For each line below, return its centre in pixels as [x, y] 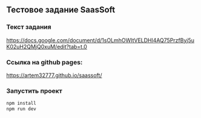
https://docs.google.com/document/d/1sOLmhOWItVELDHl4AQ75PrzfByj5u [100, 40]
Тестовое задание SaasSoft [61, 10]
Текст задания [29, 27]
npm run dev [21, 109]
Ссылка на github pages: [44, 62]
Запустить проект [34, 91]
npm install [21, 104]
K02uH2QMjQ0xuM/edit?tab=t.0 [47, 46]
